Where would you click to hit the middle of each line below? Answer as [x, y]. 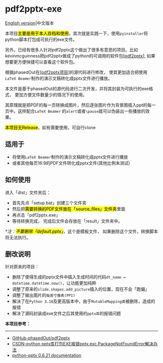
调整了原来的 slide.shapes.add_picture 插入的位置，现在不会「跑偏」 [81, 289]
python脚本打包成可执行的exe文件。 [41, 39]
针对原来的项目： [22, 267]
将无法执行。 [18, 237]
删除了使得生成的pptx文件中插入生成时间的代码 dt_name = [69, 277]
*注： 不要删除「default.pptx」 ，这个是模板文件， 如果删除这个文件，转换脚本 [81, 231]
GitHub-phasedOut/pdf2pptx [41, 338]
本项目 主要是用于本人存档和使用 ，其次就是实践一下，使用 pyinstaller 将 [76, 33]
